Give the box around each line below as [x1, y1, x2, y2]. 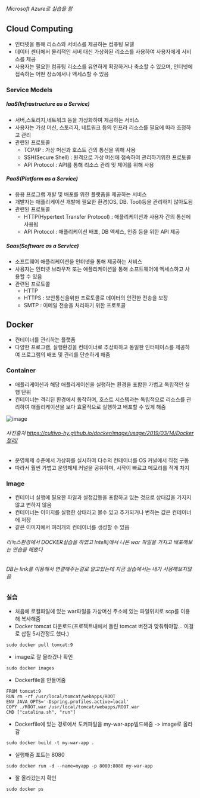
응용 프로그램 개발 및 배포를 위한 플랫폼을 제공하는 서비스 [14, 191, 147, 198]
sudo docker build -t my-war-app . [6, 740, 95, 746]
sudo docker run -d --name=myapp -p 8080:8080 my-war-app [6, 763, 153, 769]
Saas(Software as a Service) [6, 242, 79, 250]
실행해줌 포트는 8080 [14, 751, 65, 759]
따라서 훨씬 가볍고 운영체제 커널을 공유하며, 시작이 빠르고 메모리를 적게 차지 [14, 464, 190, 471]
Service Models [6, 85, 52, 94]
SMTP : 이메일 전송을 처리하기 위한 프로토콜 [23, 302, 126, 309]
